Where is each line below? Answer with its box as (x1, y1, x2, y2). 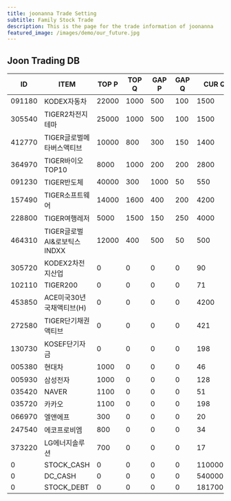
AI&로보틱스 (44, 237, 81, 246)
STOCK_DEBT (44, 482, 89, 492)
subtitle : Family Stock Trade (7, 17, 94, 23)
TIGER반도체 (44, 178, 84, 187)
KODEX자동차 (44, 97, 87, 107)
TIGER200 (44, 280, 78, 290)
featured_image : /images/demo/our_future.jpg (7, 29, 140, 36)
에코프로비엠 (44, 425, 82, 435)
